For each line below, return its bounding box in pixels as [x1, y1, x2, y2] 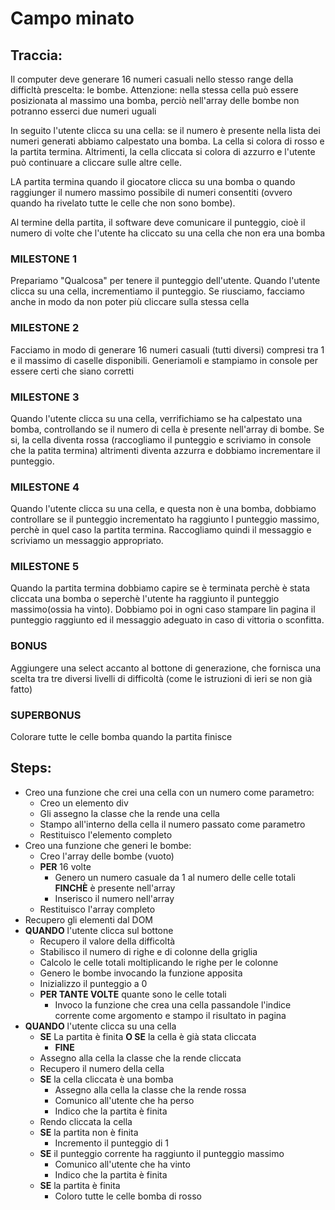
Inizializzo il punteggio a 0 [39, 977, 148, 989]
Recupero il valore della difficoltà [39, 935, 176, 947]
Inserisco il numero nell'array [54, 892, 175, 904]
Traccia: [10, 47, 63, 64]
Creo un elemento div [39, 797, 129, 809]
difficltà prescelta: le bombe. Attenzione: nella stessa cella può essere [10, 84, 299, 96]
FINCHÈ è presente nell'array [54, 882, 176, 894]
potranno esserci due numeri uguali [10, 105, 157, 117]
